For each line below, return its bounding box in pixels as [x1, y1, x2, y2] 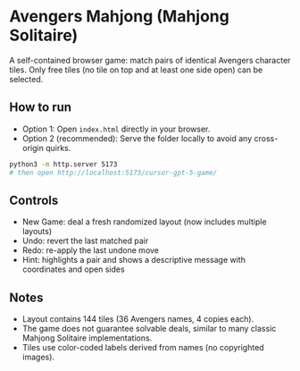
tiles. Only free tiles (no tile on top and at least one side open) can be [9, 64, 263, 75]
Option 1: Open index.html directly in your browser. [21, 123, 211, 134]
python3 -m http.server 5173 [9, 159, 118, 169]
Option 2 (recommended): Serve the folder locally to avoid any [21, 132, 253, 144]
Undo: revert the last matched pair [21, 235, 149, 247]
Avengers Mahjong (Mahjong [9, 6, 229, 27]
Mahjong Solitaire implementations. [21, 333, 153, 343]
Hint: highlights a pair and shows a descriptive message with [21, 255, 246, 266]
